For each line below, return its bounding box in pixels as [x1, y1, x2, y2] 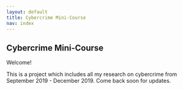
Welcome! [6, 59, 32, 66]
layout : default [6, 9, 48, 15]
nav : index [6, 20, 34, 26]
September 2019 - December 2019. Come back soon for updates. [6, 77, 171, 85]
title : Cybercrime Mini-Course [6, 15, 86, 21]
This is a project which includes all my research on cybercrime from [6, 71, 177, 78]
